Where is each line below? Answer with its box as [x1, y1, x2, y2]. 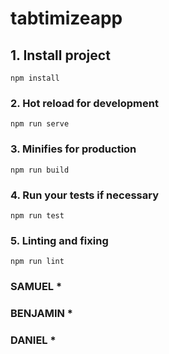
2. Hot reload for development [10, 96, 159, 110]
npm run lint [10, 257, 65, 267]
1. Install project [10, 47, 111, 64]
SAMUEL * [10, 280, 63, 294]
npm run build [10, 165, 70, 175]
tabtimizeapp [10, 7, 123, 30]
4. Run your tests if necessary [10, 188, 159, 202]
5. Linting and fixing [10, 233, 109, 247]
